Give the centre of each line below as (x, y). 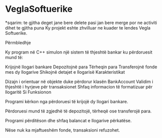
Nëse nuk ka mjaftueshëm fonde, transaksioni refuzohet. (63, 130)
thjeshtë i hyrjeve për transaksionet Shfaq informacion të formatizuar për (79, 86)
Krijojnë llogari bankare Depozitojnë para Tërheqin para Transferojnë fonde (81, 67)
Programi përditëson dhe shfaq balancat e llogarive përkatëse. (68, 120)
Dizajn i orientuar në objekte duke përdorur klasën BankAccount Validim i (79, 82)
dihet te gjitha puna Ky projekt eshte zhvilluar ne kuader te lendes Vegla (78, 28)
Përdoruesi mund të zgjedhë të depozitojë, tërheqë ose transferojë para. (78, 111)
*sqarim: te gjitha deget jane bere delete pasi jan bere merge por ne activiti (81, 23)
